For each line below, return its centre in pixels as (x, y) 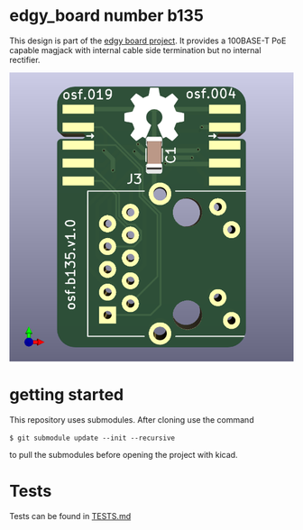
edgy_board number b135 (107, 16)
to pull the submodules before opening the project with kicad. (124, 455)
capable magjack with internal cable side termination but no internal (135, 50)
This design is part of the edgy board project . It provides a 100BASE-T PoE (148, 41)
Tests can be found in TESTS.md (70, 516)
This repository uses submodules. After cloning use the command (132, 420)
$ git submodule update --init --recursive (92, 438)
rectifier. (25, 59)
